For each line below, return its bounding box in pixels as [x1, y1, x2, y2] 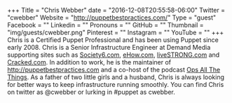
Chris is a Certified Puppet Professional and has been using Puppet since [7, 36, 219, 44]
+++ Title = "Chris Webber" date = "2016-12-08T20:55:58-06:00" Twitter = [7, 6, 226, 14]
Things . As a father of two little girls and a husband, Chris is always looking [7, 73, 225, 81]
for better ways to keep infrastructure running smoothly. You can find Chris [7, 81, 224, 88]
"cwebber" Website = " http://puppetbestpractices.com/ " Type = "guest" [7, 13, 217, 22]
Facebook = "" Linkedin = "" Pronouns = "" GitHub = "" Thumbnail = [7, 21, 204, 29]
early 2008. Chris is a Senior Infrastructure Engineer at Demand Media [7, 43, 211, 51]
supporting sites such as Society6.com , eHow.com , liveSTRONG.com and [7, 50, 220, 59]
